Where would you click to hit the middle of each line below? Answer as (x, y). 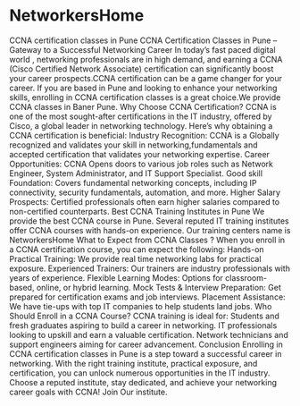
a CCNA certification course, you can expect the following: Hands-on (137, 249)
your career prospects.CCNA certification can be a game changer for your (146, 78)
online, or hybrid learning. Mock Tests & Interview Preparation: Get (158, 287)
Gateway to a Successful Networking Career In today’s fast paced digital (142, 49)
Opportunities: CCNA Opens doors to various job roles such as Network (142, 164)
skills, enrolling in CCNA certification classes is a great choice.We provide (145, 97)
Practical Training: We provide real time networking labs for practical (135, 258)
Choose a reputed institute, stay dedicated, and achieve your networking (143, 382)
